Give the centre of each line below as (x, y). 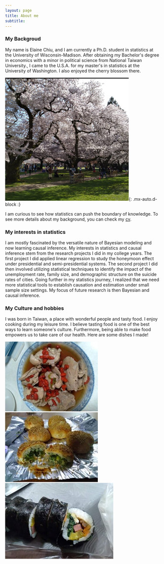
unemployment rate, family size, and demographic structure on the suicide (81, 274)
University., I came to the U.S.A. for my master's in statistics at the (72, 65)
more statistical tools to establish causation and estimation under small (77, 284)
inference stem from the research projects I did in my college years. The (79, 253)
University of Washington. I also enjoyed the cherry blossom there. (73, 71)
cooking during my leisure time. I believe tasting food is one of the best (77, 324)
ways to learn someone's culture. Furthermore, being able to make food (78, 330)
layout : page (19, 10)
